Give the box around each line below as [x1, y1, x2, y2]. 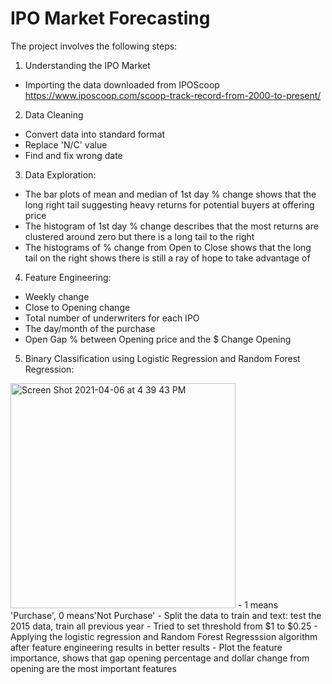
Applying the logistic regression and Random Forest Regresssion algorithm [10, 630, 318, 642]
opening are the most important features [10, 662, 177, 674]
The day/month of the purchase [24, 322, 156, 334]
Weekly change [24, 290, 90, 302]
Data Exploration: [24, 168, 97, 181]
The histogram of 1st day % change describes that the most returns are [24, 220, 319, 232]
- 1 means [237, 598, 279, 611]
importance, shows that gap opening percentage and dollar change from [10, 652, 310, 664]
